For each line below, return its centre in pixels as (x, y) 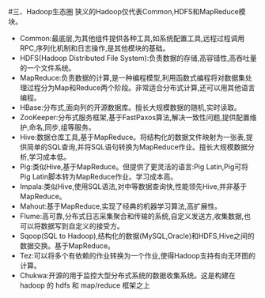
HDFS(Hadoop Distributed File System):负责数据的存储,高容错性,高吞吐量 (138, 58)
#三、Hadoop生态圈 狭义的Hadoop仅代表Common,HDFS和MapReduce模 (127, 11)
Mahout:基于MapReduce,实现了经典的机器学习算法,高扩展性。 (120, 206)
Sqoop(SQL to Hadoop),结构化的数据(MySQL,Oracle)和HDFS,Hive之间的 (137, 236)
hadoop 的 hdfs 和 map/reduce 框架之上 (85, 285)
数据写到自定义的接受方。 (82, 226)
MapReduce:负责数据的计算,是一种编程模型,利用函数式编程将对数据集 (132, 78)
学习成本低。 (50, 157)
